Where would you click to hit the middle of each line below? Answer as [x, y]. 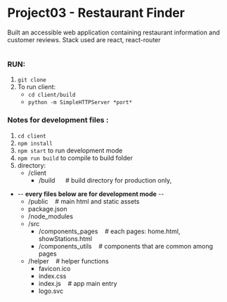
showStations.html [65, 238]
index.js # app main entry [78, 283]
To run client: [37, 87]
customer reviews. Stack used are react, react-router [84, 39]
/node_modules [51, 216]
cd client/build [52, 95]
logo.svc [51, 291]
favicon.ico [54, 268]
